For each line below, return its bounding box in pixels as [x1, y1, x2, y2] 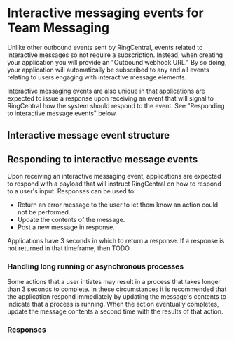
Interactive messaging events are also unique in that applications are [7, 86, 205, 95]
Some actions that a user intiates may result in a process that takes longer [7, 278, 221, 286]
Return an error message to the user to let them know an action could [17, 200, 219, 209]
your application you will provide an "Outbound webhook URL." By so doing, [7, 58, 227, 66]
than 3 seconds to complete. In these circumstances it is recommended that [7, 285, 227, 293]
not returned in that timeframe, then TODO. [7, 244, 132, 252]
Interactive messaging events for [7, 5, 205, 21]
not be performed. [17, 208, 71, 217]
